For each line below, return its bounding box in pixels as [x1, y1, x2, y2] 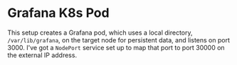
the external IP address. [7, 51, 77, 59]
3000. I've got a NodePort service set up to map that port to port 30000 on [7, 43, 226, 52]
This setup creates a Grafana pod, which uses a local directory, [7, 28, 194, 37]
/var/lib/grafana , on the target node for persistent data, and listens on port [7, 35, 230, 44]
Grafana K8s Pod [7, 5, 110, 21]
